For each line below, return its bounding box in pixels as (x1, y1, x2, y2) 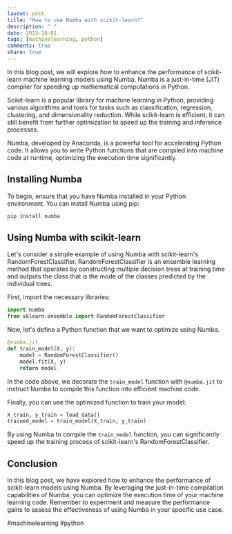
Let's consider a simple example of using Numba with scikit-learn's (7, 250, 199, 258)
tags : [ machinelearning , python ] (7, 36, 104, 43)
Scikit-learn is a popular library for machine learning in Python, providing (7, 96, 214, 104)
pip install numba (7, 213, 60, 220)
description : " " (7, 23, 57, 30)
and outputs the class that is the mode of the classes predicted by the (7, 272, 206, 281)
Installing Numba (7, 174, 82, 186)
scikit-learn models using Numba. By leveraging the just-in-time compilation (7, 483, 224, 492)
